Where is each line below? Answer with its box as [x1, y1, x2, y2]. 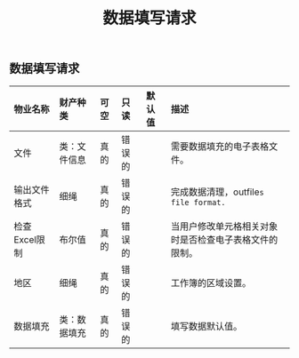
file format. [170, 197, 226, 207]
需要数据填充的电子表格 [170, 139, 270, 152]
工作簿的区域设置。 [170, 276, 252, 289]
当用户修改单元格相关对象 [170, 219, 279, 232]
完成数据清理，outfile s [170, 186, 264, 198]
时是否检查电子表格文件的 [170, 233, 279, 245]
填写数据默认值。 [170, 320, 243, 332]
